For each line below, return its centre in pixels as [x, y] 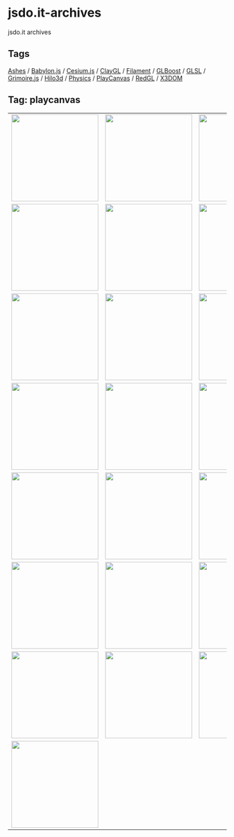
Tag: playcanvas [44, 100]
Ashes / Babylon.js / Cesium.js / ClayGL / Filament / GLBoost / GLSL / [107, 70]
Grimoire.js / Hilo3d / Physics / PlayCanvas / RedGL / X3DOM [95, 78]
